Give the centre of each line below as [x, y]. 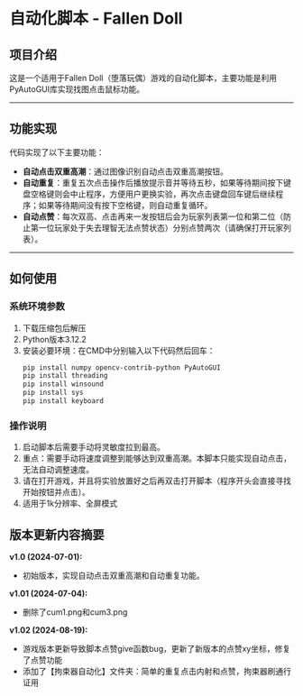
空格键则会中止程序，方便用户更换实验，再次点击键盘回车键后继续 [153, 194]
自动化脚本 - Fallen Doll [96, 18]
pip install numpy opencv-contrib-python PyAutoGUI [121, 367]
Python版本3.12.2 [55, 339]
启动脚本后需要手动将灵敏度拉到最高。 [93, 447]
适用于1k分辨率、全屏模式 [70, 504]
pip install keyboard [63, 401]
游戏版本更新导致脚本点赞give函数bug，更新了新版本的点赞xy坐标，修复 [156, 648]
